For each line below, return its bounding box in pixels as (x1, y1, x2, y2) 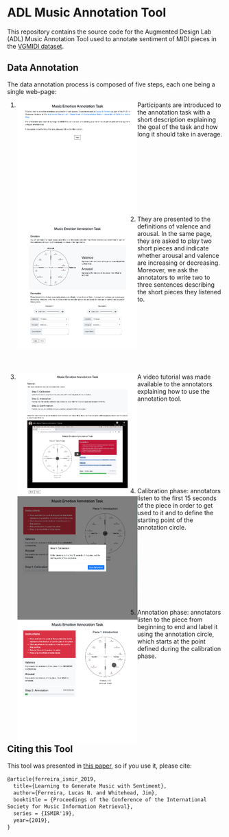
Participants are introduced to (136, 101, 221, 109)
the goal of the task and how (136, 122, 218, 131)
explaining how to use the (136, 387, 210, 395)
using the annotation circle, (136, 630, 215, 638)
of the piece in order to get (136, 501, 213, 509)
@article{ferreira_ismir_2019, (7, 775, 97, 783)
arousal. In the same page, (136, 229, 213, 237)
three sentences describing (136, 280, 215, 289)
